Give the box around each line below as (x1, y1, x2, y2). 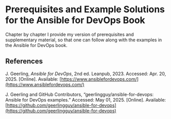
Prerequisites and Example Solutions (5, 4, 165, 15)
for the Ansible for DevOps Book (5, 14, 145, 26)
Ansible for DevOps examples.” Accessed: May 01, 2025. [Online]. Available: (5, 97, 166, 103)
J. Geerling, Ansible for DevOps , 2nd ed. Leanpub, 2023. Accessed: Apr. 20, (5, 70, 166, 77)
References (5, 57, 43, 66)
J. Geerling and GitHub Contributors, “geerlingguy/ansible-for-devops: (5, 91, 154, 98)
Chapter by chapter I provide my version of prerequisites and (5, 31, 134, 37)
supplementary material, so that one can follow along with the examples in (5, 37, 162, 43)
